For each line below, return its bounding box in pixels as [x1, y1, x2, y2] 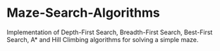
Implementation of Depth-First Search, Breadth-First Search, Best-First [6, 28, 213, 36]
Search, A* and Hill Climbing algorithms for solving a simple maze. [6, 35, 199, 43]
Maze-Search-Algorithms [6, 5, 160, 21]
